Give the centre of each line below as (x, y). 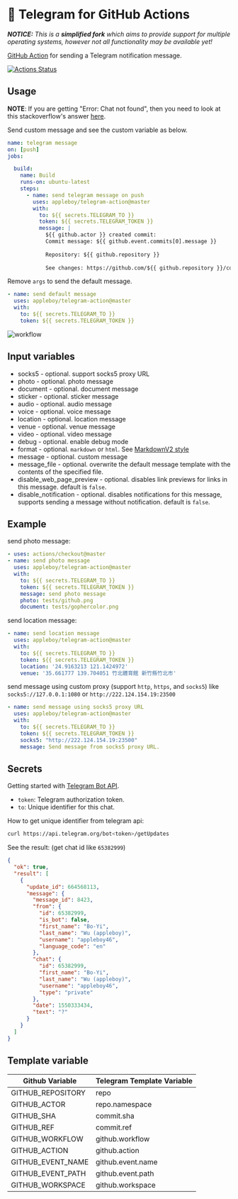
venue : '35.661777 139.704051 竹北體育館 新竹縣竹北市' (98, 673)
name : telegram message (42, 143)
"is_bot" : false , (64, 920)
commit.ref (114, 1127)
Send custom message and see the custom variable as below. (97, 130)
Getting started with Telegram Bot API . (63, 786)
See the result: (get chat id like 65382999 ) (67, 848)
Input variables (41, 357)
